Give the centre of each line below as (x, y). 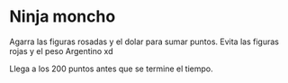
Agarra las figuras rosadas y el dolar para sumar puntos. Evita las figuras (144, 41)
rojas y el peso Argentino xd (61, 51)
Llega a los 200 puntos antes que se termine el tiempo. (111, 69)
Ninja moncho (63, 17)
